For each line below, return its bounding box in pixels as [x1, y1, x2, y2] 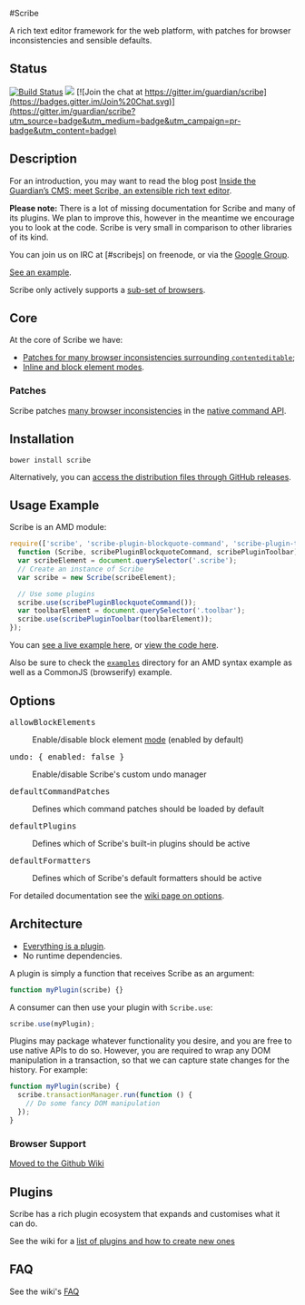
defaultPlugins [9, 820, 77, 831]
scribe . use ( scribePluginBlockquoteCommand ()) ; [17, 598, 197, 607]
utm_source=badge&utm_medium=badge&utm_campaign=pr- [9, 115, 241, 126]
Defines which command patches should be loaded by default [32, 803, 265, 814]
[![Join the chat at [76, 86, 143, 97]
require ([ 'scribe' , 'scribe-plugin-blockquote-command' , [9, 539, 230, 548]
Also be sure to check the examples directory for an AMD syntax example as [9, 657, 292, 668]
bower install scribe [9, 456, 92, 465]
